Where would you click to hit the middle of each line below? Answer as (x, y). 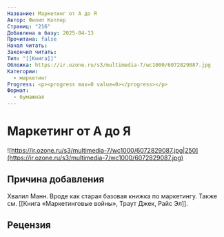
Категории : (23, 71)
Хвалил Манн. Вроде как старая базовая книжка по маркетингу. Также (112, 196)
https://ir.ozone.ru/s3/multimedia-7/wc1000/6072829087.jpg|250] (105, 150)
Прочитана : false (32, 39)
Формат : (18, 91)
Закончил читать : (32, 53)
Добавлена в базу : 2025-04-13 (51, 33)
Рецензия (29, 225)
